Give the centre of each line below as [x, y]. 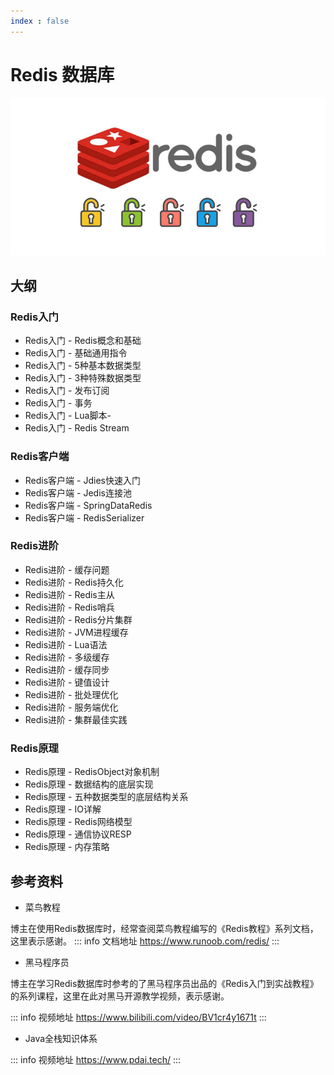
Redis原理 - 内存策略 [67, 847]
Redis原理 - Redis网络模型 [78, 822]
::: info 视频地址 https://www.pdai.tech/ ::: [96, 1059]
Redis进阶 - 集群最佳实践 [76, 719]
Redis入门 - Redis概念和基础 [83, 341]
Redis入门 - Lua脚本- [68, 416]
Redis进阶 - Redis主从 [69, 594]
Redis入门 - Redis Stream [77, 428]
